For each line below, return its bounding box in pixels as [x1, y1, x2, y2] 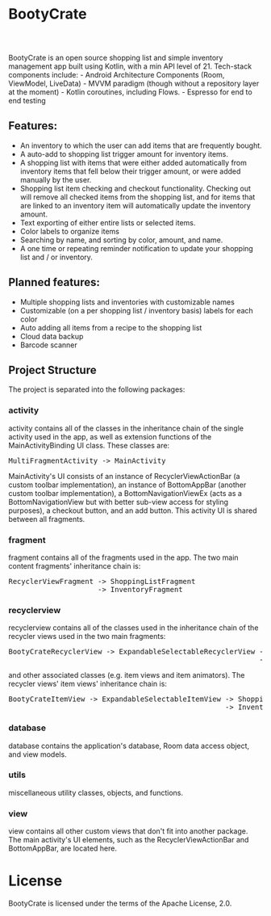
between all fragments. [8, 514, 85, 523]
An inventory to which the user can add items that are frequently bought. [19, 141, 262, 150]
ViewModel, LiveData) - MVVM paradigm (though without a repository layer [8, 78, 260, 88]
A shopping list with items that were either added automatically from [19, 158, 248, 167]
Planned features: [8, 275, 101, 289]
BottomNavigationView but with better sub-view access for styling [8, 497, 228, 506]
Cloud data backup [19, 331, 84, 341]
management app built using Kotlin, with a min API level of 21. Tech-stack [8, 61, 252, 71]
